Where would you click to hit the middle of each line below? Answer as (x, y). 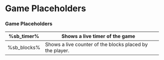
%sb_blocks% (24, 48)
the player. (57, 51)
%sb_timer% (24, 36)
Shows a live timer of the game (99, 36)
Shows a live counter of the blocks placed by (96, 44)
